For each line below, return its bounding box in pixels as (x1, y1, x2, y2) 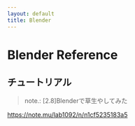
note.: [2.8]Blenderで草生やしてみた (24, 96, 128, 105)
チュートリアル (7, 76, 72, 88)
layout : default (7, 10, 55, 17)
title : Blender (7, 17, 52, 24)
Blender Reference (7, 47, 118, 63)
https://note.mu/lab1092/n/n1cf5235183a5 (7, 110, 128, 119)
